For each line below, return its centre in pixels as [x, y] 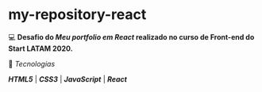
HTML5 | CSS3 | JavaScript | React [67, 79]
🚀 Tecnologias [32, 63]
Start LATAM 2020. [40, 48]
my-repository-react [77, 15]
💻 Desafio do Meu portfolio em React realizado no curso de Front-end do [131, 36]
